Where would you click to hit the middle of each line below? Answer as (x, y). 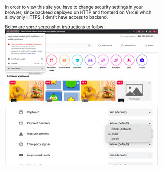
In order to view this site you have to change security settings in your (74, 7)
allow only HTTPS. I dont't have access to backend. (57, 17)
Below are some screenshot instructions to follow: (55, 27)
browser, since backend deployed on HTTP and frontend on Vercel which (78, 12)
